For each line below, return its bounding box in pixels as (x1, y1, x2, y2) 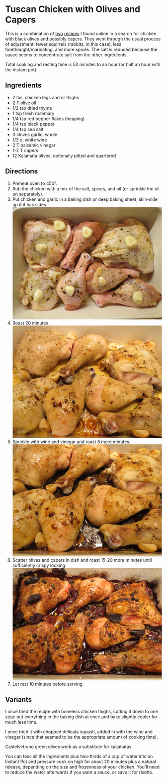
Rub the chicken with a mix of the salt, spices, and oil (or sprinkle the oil (12, 185, 160, 191)
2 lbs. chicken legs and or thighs (12, 94, 80, 100)
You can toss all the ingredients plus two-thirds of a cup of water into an (5, 754, 153, 760)
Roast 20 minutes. (12, 320, 50, 326)
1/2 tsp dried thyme (12, 105, 52, 111)
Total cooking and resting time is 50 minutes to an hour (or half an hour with (5, 61, 161, 67)
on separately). (12, 191, 44, 197)
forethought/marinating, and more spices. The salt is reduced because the (5, 46, 158, 52)
